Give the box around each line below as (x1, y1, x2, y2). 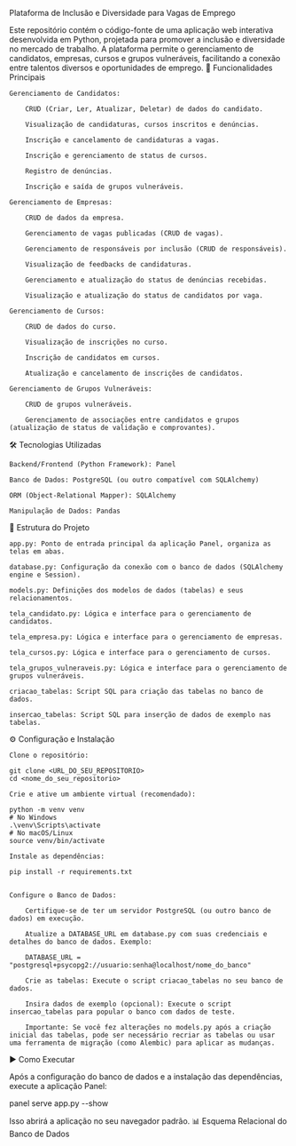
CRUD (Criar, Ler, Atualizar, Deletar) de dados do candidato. (25, 105, 264, 114)
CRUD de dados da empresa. (25, 213, 125, 222)
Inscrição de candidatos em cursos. (25, 354, 161, 362)
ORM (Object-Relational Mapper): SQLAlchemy (9, 491, 176, 500)
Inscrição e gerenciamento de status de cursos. (25, 151, 208, 160)
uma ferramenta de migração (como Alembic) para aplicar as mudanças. (9, 1039, 276, 1047)
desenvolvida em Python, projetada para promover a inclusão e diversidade (9, 35, 285, 44)
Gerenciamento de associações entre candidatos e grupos (25, 416, 240, 425)
